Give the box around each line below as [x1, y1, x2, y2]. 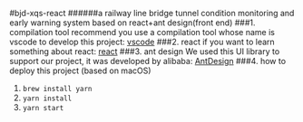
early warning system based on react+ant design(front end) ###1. [9, 17, 256, 28]
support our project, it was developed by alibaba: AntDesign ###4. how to [9, 56, 287, 66]
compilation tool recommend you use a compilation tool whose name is [9, 27, 275, 37]
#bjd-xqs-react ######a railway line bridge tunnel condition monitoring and [9, 8, 295, 18]
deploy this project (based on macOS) [9, 65, 151, 76]
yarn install [22, 94, 73, 103]
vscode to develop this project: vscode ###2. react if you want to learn [9, 36, 275, 47]
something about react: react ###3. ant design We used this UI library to [9, 46, 280, 57]
